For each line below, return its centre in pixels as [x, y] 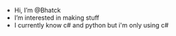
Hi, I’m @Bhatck [37, 10]
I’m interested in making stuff [56, 18]
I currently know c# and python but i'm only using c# [91, 25]
